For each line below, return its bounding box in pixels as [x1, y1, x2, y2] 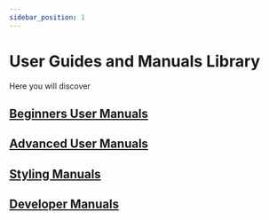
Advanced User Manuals [9, 137, 149, 152]
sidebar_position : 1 [9, 12, 86, 22]
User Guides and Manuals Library [9, 51, 260, 71]
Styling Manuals [9, 166, 101, 182]
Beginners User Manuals [9, 106, 149, 121]
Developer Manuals [9, 197, 120, 212]
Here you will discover [9, 81, 91, 91]
